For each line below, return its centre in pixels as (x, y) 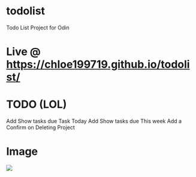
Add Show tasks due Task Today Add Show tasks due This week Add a (94, 121)
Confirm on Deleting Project (40, 127)
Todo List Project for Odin (38, 28)
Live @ (23, 52)
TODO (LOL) (37, 104)
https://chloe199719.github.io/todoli (98, 65)
